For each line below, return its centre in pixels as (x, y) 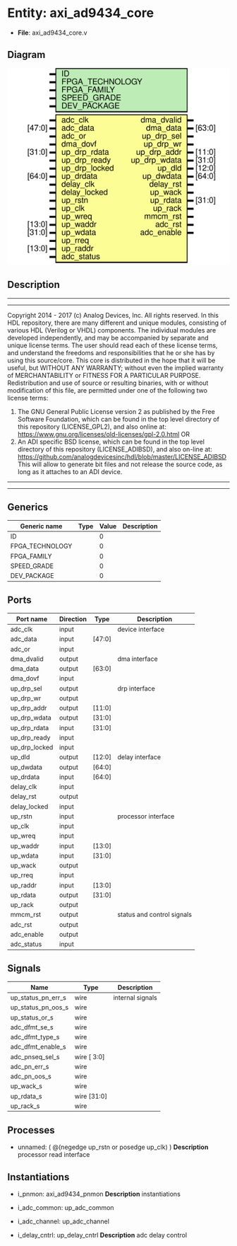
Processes (31, 1130)
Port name (32, 619)
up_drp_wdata (31, 718)
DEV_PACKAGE (32, 576)
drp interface (136, 688)
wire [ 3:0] (90, 1056)
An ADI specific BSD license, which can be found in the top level (111, 442)
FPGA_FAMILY (31, 556)
